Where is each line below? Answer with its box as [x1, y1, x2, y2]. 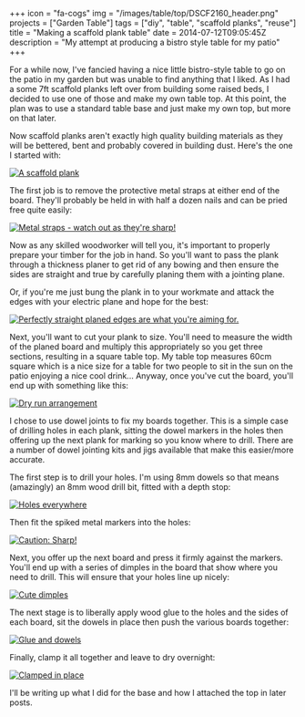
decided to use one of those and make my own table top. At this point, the [9, 93, 287, 104]
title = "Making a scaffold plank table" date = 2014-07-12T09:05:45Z [9, 27, 267, 37]
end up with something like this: [9, 380, 129, 390]
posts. [9, 697, 34, 708]
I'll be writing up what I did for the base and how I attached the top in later [9, 688, 287, 698]
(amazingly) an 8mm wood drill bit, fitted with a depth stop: [9, 482, 231, 492]
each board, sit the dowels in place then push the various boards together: [9, 617, 290, 628]
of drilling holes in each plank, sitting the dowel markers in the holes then [9, 425, 284, 436]
